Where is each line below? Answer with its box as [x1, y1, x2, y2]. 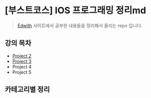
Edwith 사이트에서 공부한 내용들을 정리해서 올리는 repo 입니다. [17, 22, 143, 29]
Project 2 [12, 53, 32, 59]
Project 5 [12, 69, 32, 75]
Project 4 [12, 63, 32, 69]
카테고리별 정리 [5, 85, 50, 94]
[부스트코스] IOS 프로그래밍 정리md [5, 5, 146, 16]
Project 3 [12, 58, 32, 64]
